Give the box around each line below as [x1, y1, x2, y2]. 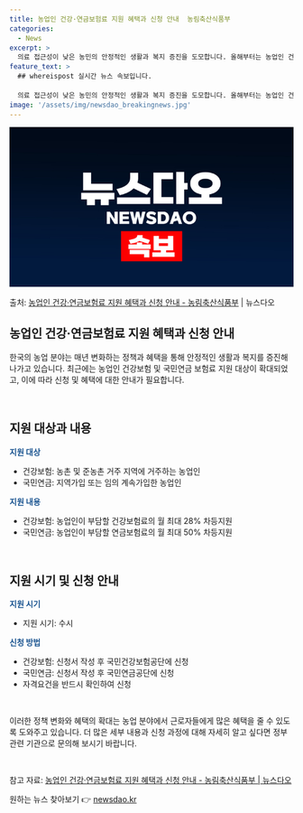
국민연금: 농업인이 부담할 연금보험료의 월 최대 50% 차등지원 [22, 527, 233, 537]
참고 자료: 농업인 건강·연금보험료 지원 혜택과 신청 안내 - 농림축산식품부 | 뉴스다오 [9, 775, 292, 786]
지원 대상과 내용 [9, 421, 92, 436]
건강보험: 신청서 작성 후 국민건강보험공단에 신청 [22, 656, 189, 668]
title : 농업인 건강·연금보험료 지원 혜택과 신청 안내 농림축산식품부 [9, 14, 231, 23]
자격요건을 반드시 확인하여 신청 [22, 678, 132, 690]
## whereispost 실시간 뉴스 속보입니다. [17, 72, 152, 81]
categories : [9, 23, 54, 33]
